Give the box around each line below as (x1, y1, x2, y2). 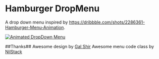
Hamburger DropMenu (5, 3, 100, 14)
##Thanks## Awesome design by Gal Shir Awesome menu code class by (5, 43, 155, 49)
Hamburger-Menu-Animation (5, 24, 64, 30)
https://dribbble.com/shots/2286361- (69, 19, 145, 25)
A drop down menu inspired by (5, 19, 68, 25)
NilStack (5, 49, 22, 55)
